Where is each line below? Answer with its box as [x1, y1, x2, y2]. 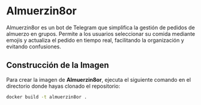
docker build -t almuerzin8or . [6, 94, 87, 100]
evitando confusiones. [6, 43, 61, 50]
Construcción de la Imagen [6, 60, 109, 70]
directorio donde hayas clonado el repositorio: [6, 82, 121, 89]
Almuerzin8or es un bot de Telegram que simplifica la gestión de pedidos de [6, 24, 195, 31]
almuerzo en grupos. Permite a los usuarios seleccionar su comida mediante [6, 30, 196, 37]
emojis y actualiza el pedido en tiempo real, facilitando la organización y [6, 36, 184, 44]
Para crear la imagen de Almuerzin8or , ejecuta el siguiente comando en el [6, 76, 191, 83]
